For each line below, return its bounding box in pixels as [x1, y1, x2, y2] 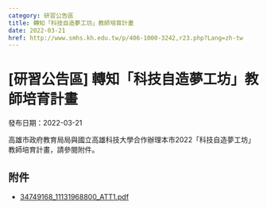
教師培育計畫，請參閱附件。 [8, 145, 99, 155]
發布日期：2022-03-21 [8, 118, 83, 128]
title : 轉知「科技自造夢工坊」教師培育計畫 [8, 19, 134, 27]
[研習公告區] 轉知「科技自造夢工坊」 [8, 71, 245, 88]
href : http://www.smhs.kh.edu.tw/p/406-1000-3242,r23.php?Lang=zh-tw [8, 33, 244, 42]
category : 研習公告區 [8, 11, 74, 20]
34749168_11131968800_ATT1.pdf [19, 192, 130, 201]
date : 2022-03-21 [8, 26, 66, 34]
